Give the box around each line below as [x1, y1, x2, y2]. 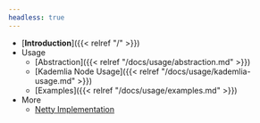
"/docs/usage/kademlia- [161, 66, 251, 77]
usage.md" [34, 75, 76, 86]
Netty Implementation [34, 103, 115, 114]
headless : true [8, 12, 65, 22]
